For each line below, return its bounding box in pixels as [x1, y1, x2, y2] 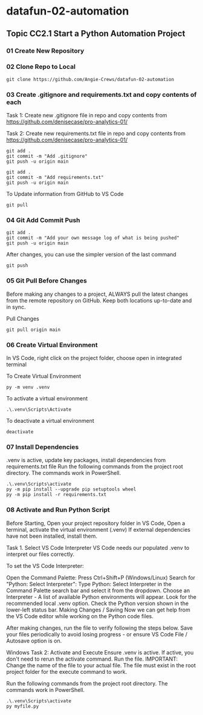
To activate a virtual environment [6, 394, 88, 402]
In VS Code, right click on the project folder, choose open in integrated [6, 354, 182, 361]
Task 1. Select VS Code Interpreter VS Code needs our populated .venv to [6, 544, 190, 551]
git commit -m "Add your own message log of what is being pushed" [6, 235, 180, 241]
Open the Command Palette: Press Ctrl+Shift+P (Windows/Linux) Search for [6, 573, 196, 581]
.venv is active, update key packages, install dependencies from [6, 457, 166, 464]
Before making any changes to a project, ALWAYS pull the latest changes [6, 290, 188, 298]
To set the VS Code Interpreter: [6, 562, 84, 569]
